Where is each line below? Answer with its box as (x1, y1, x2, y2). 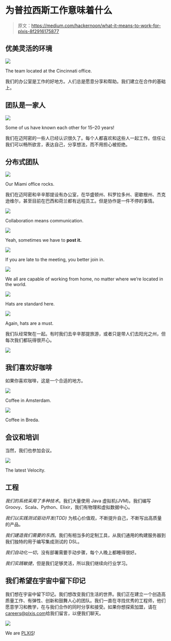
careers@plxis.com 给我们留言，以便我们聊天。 (5, 610, 104, 616)
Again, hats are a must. (5, 320, 53, 326)
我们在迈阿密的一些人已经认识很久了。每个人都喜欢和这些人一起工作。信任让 (5, 135, 166, 141)
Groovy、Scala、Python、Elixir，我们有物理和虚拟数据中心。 (5, 504, 133, 510)
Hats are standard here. (5, 301, 55, 307)
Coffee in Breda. (5, 417, 40, 423)
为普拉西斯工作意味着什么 (5, 5, 113, 16)
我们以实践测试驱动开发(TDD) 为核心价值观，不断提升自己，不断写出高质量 (5, 515, 162, 521)
